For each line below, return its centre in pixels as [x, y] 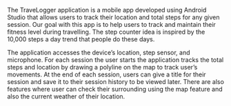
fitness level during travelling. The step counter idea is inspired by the [106, 32]
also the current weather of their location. [66, 96]
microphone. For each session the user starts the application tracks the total [115, 60]
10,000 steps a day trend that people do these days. [81, 39]
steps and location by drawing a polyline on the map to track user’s [102, 67]
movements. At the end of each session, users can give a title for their [107, 74]
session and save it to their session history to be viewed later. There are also [115, 82]
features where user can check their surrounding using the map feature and [115, 89]
